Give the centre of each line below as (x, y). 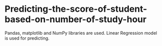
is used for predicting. (27, 38)
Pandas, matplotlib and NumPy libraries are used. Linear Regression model (81, 33)
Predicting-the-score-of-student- (76, 9)
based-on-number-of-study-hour (76, 19)
